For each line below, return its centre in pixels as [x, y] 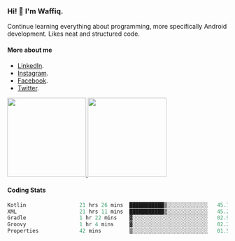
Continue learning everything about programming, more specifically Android [117, 27]
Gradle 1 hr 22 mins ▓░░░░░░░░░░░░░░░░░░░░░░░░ [108, 218]
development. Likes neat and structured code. [73, 34]
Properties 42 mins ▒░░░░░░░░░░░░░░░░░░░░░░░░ [108, 231]
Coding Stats [27, 190]
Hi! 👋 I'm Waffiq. [35, 11]
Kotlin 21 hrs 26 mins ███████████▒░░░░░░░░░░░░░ [108, 205]
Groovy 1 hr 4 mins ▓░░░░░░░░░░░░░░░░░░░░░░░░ [108, 225]
